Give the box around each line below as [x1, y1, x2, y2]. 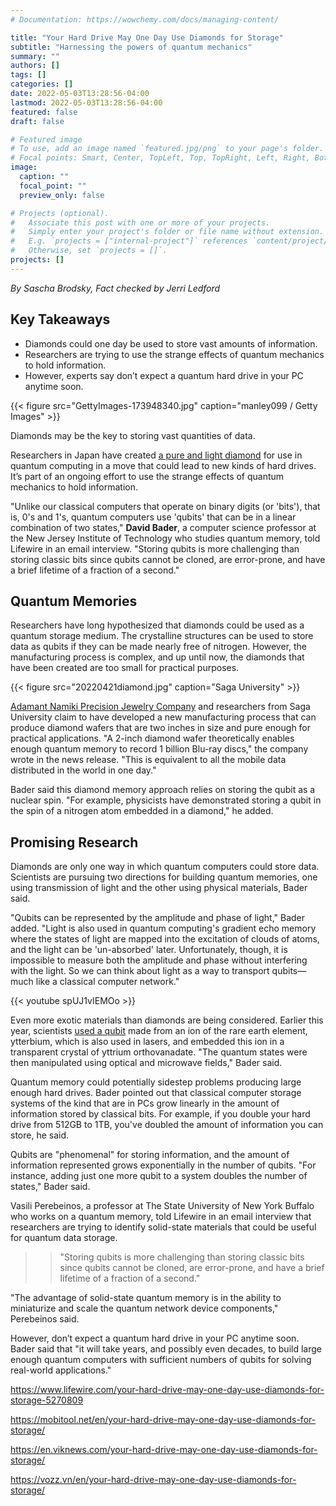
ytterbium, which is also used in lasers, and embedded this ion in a [10, 1036, 285, 1048]
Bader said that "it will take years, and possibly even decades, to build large [10, 1343, 322, 1355]
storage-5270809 [10, 1394, 84, 1406]
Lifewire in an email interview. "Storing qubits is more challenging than [10, 542, 300, 555]
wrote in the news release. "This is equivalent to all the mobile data [10, 754, 287, 766]
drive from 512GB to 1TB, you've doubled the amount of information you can [10, 1119, 324, 1131]
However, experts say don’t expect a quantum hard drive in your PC [24, 369, 304, 381]
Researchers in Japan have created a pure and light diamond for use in [10, 449, 303, 461]
